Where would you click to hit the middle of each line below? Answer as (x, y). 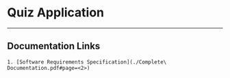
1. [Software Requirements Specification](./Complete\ (87, 62)
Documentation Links (54, 46)
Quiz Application (56, 13)
